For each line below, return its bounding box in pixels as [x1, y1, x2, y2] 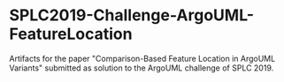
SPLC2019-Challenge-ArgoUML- [9, 5, 255, 26]
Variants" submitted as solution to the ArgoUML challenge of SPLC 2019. [9, 63, 274, 73]
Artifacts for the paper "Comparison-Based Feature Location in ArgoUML [9, 53, 276, 63]
